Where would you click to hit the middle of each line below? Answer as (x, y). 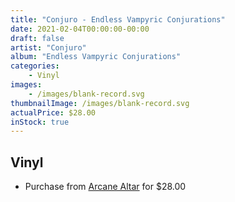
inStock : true (40, 122)
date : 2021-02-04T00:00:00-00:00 (80, 29)
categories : (35, 66)
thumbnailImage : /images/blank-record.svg (100, 103)
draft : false (37, 38)
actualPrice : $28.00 (53, 112)
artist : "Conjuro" (48, 47)
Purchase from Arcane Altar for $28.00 (105, 187)
